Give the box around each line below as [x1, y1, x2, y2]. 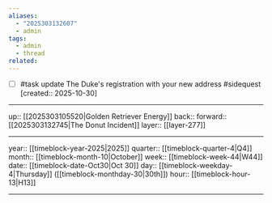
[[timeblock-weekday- [159, 160, 233, 170]
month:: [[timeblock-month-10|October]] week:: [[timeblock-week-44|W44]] [8, 151, 263, 162]
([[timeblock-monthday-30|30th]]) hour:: [53, 169, 190, 179]
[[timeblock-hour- [191, 169, 251, 179]
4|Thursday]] [8, 169, 53, 179]
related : [8, 57, 38, 66]
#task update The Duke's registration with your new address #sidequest [19, 78, 261, 89]
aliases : [8, 11, 38, 20]
